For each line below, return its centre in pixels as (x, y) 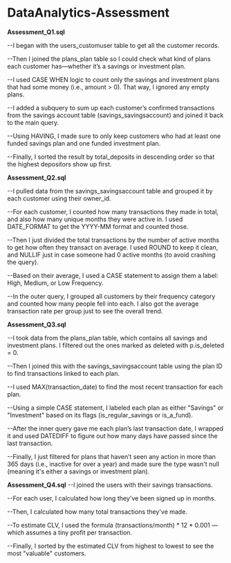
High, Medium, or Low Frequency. (55, 283)
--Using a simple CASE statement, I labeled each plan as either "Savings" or (115, 408)
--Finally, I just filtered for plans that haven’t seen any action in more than (112, 456)
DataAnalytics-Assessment (88, 13)
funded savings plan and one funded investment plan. (84, 143)
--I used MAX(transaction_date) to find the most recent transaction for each (115, 387)
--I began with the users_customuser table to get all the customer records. (113, 45)
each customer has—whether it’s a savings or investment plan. (96, 66)
